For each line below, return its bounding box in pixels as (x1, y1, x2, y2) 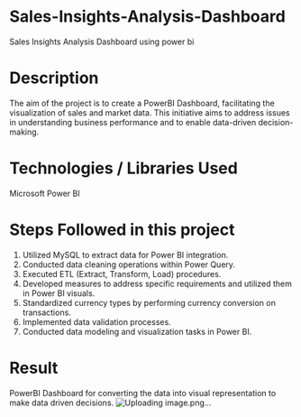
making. (9, 126, 40, 137)
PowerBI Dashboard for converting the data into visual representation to (9, 387, 277, 398)
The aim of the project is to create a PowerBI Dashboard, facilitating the (9, 97, 275, 108)
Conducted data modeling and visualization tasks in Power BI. (22, 326, 252, 337)
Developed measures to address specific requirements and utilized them (22, 278, 293, 289)
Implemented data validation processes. (22, 316, 171, 327)
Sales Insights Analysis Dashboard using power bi (9, 36, 195, 47)
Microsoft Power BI (9, 188, 80, 199)
